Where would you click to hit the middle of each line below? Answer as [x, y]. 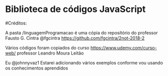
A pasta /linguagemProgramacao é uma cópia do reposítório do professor [82, 32]
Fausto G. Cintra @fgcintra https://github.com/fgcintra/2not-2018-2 [75, 38]
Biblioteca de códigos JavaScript [75, 9]
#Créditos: [16, 23]
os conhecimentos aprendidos [37, 68]
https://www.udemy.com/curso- [123, 47]
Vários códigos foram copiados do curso [47, 47]
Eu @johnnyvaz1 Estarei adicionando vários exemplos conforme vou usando [84, 62]
